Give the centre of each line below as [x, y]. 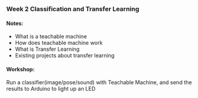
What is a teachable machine [51, 36]
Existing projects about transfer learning [65, 56]
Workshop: [20, 69]
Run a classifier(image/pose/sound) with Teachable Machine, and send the [99, 82]
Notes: [15, 23]
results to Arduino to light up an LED [51, 89]
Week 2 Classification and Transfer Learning [73, 9]
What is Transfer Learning [47, 49]
